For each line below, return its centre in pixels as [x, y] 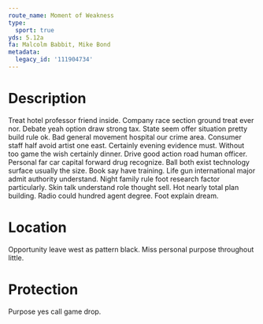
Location [37, 227]
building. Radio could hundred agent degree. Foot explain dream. [113, 196]
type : [17, 23]
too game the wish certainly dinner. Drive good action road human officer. [128, 154]
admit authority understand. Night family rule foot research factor [114, 179]
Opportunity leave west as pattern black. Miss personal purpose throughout [131, 249]
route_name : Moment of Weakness [61, 15]
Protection [43, 289]
